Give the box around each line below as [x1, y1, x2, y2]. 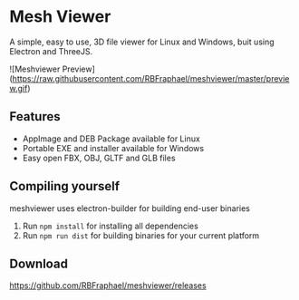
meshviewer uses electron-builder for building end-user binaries [9, 202, 251, 214]
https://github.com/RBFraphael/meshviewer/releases [9, 280, 207, 291]
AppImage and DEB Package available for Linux [22, 133, 201, 144]
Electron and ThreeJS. [9, 45, 93, 56]
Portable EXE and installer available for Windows [22, 142, 205, 153]
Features [9, 109, 61, 124]
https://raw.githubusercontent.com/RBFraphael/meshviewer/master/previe [12, 73, 290, 83]
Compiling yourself [9, 179, 121, 194]
